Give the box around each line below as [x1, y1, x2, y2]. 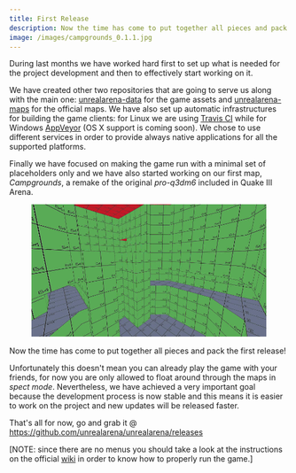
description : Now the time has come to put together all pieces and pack [9, 23, 288, 33]
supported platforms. [9, 142, 87, 152]
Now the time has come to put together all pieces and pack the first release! [9, 345, 286, 356]
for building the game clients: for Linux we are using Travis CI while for [9, 113, 268, 124]
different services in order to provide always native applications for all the [9, 132, 277, 143]
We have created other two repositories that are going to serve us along [9, 85, 272, 96]
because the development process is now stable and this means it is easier [9, 391, 284, 401]
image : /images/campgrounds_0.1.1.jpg [9, 33, 152, 42]
